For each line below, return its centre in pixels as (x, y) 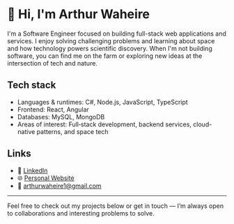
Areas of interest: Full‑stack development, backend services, (104, 124)
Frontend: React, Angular (53, 109)
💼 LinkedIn (32, 170)
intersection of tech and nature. (52, 63)
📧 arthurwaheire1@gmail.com (60, 186)
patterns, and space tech (73, 131)
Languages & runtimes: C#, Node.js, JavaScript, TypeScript (102, 102)
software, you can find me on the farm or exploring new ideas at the (105, 56)
